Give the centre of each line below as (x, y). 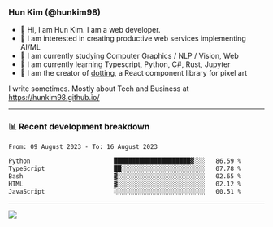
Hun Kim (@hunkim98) (55, 12)
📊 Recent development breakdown (79, 127)
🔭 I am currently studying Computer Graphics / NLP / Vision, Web (129, 56)
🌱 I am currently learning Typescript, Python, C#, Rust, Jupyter (125, 64)
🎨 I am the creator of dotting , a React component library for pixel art (134, 73)
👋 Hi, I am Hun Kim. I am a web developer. (90, 30)
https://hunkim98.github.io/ (54, 98)
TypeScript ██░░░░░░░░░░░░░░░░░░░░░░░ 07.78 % (125, 169)
